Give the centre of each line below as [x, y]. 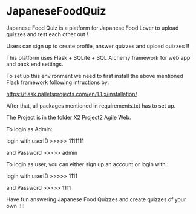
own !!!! [15, 206]
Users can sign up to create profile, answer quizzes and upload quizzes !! [98, 46]
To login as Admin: [29, 129]
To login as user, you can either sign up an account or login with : [87, 164]
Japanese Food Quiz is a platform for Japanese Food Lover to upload [93, 28]
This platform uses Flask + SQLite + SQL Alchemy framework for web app [98, 57]
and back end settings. [35, 64]
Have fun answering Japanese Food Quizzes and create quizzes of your [96, 199]
